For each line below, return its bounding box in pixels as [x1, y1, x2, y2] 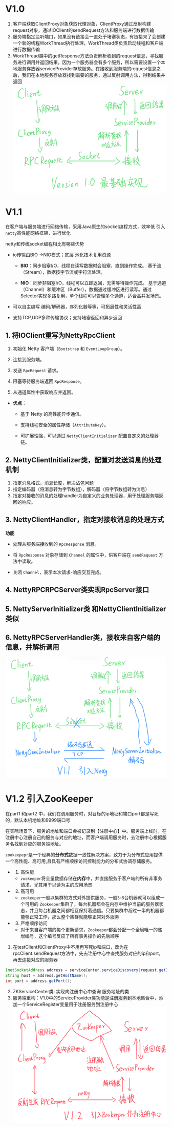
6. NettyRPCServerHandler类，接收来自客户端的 [5, 633, 160, 642]
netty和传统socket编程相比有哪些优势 [5, 241, 84, 247]
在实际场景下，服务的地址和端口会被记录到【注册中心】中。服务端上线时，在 [5, 828, 167, 834]
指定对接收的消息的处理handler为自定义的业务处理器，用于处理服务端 [12, 493, 159, 499]
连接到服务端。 [12, 357, 45, 363]
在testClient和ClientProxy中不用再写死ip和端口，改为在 [12, 944, 128, 950]
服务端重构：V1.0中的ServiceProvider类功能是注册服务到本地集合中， [12, 995, 159, 1001]
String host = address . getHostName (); [5, 973, 88, 978]
